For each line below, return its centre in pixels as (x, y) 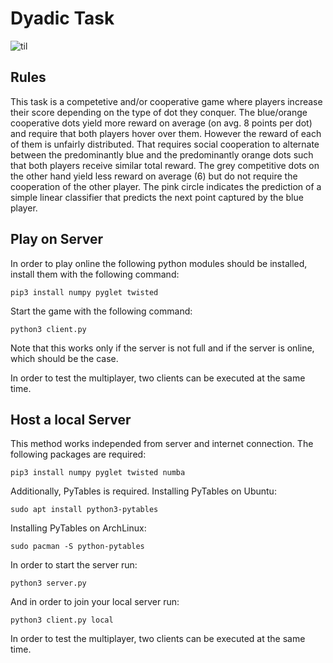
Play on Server (57, 239)
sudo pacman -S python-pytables (77, 547)
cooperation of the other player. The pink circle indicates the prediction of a (166, 186)
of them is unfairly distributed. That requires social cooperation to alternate (165, 144)
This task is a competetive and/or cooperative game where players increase (166, 101)
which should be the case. (64, 358)
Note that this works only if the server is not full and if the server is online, (162, 348)
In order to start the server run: (74, 565)
